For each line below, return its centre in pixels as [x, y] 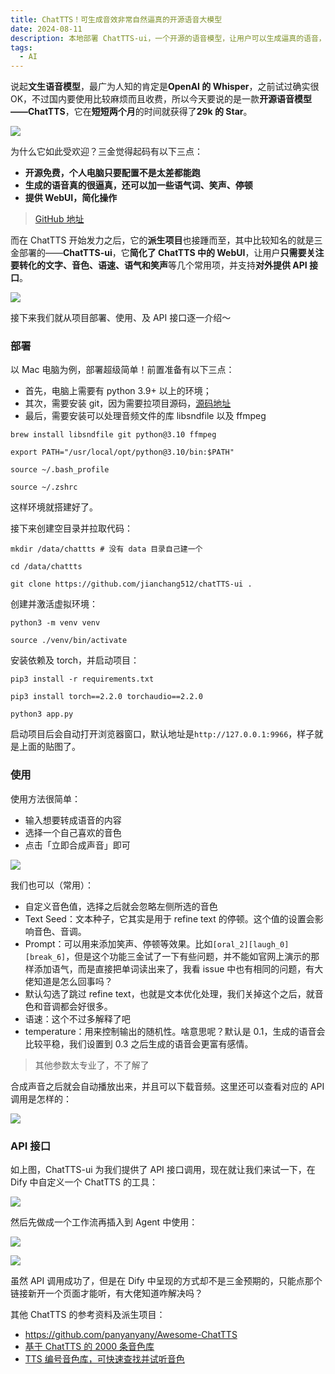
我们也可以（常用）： [52, 885]
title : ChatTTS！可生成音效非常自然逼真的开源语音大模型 [116, 19]
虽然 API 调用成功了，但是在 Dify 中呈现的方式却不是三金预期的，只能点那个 [166, 1281]
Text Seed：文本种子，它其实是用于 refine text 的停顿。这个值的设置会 [169, 918]
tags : [21, 47]
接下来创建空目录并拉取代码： [71, 528]
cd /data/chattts [46, 567]
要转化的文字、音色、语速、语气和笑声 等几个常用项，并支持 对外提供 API [159, 265]
